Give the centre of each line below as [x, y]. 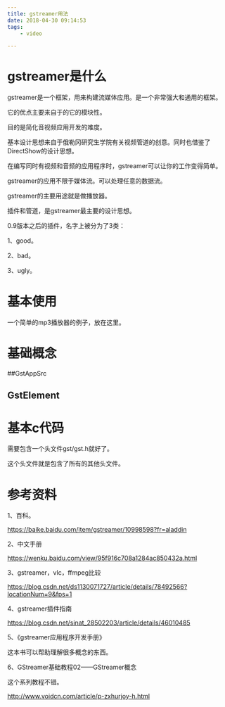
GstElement [33, 396]
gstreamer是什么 [57, 76]
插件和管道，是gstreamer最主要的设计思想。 [71, 211]
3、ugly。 [22, 271]
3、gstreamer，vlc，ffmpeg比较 [54, 573]
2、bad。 [21, 256]
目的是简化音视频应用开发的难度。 [57, 127]
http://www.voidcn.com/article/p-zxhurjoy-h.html [78, 696]
